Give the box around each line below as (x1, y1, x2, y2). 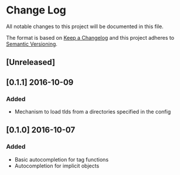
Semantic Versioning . (6, 40, 57, 47)
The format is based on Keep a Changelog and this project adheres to (6, 34, 175, 41)
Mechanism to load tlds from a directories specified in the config (14, 108, 171, 115)
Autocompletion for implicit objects (14, 162, 100, 169)
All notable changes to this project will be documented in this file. (6, 23, 164, 30)
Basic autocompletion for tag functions (14, 156, 109, 163)
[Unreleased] (6, 57, 56, 67)
